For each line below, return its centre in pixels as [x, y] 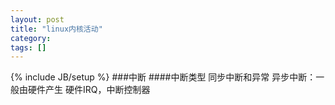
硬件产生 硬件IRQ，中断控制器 [89, 90]
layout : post [37, 19]
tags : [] [28, 47]
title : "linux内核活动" [56, 29]
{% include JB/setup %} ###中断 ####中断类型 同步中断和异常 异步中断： [163, 77]
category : [31, 38]
